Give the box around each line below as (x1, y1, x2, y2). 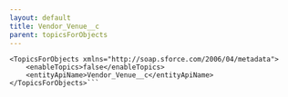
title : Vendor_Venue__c (9, 22, 100, 31)
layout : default (9, 13, 71, 23)
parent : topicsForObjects (9, 30, 108, 39)
